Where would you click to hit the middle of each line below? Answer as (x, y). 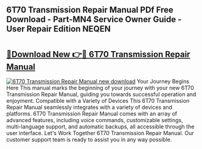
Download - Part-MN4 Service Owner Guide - (94, 20)
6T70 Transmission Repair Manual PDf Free (90, 10)
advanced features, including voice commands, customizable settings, (95, 120)
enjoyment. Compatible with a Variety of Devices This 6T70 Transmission (98, 101)
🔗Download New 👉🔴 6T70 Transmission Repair (98, 54)
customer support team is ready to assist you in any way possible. (89, 140)
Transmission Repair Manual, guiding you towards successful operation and (101, 94)
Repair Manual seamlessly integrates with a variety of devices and (89, 107)
